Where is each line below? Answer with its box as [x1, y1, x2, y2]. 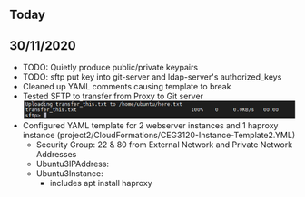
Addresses [35, 149, 77, 160]
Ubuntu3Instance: [35, 168, 104, 179]
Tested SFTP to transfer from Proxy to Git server [22, 90, 204, 102]
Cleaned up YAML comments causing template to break [22, 81, 231, 92]
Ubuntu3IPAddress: [35, 158, 110, 170]
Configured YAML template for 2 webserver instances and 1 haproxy [22, 120, 279, 131]
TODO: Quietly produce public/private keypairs [22, 62, 198, 73]
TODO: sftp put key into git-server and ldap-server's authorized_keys [22, 71, 282, 82]
